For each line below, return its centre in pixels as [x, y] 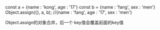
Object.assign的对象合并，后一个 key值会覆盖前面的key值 [64, 22]
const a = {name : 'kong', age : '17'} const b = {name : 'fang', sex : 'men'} [80, 7]
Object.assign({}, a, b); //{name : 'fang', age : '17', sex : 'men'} [69, 12]
